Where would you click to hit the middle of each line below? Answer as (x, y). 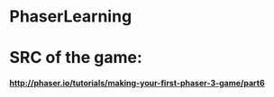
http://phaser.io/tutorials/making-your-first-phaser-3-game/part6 (137, 83)
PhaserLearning (71, 17)
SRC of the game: (76, 58)
